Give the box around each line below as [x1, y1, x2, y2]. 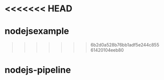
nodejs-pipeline [4, 65, 71, 76]
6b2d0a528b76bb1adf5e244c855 [90, 42, 160, 48]
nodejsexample [4, 26, 70, 37]
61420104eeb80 [90, 47, 124, 53]
